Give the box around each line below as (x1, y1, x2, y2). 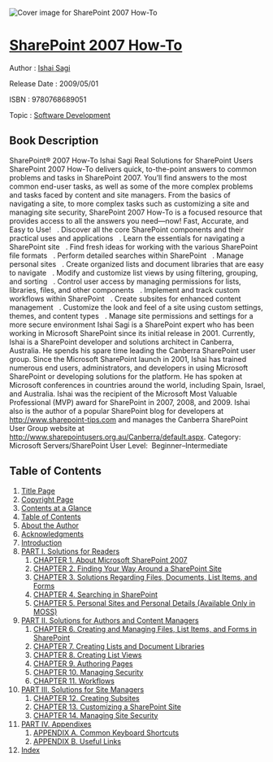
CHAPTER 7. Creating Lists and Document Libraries (32, 641, 206, 651)
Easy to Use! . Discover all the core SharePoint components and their (9, 224, 245, 234)
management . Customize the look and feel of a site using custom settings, (9, 302, 263, 312)
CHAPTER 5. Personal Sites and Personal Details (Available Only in (32, 598, 256, 607)
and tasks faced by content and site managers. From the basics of (9, 189, 231, 199)
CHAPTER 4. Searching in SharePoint (32, 590, 158, 599)
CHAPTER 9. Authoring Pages (32, 659, 133, 668)
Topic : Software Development (9, 110, 110, 120)
